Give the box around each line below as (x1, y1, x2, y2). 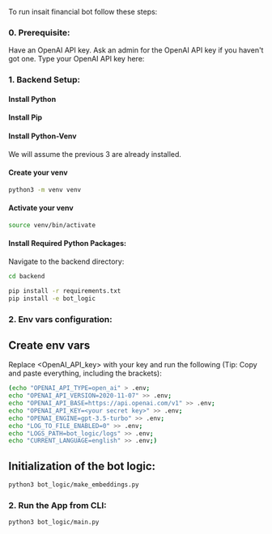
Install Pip (8, 112, 43, 122)
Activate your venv (8, 203, 74, 213)
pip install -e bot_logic (8, 295, 96, 303)
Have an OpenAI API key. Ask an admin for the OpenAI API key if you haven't (8, 45, 264, 55)
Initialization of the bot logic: (8, 459, 156, 473)
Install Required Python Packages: (8, 239, 127, 248)
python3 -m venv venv (8, 185, 82, 193)
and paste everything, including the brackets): (8, 368, 162, 379)
